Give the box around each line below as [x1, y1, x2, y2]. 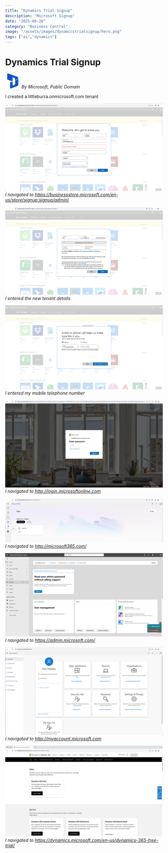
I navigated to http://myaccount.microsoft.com [5, 735, 101, 741]
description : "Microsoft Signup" [5, 13, 75, 18]
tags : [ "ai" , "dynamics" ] [5, 34, 57, 39]
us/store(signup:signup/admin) [5, 197, 69, 203]
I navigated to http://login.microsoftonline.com [5, 488, 101, 494]
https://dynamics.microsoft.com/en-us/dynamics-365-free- [34, 837, 158, 843]
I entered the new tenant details [5, 295, 71, 301]
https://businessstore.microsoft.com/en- [34, 191, 118, 197]
